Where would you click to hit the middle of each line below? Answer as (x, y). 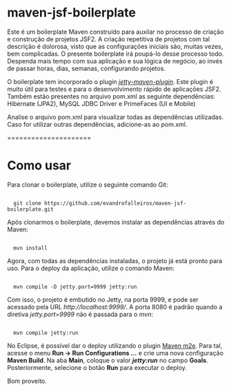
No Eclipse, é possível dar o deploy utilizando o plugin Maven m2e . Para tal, (115, 345)
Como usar (39, 166)
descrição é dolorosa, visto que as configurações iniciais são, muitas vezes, (115, 46)
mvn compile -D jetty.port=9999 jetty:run (75, 287)
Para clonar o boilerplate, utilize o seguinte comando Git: (88, 185)
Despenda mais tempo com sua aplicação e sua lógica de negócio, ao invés (115, 61)
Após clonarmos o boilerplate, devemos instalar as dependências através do (116, 222)
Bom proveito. (27, 381)
